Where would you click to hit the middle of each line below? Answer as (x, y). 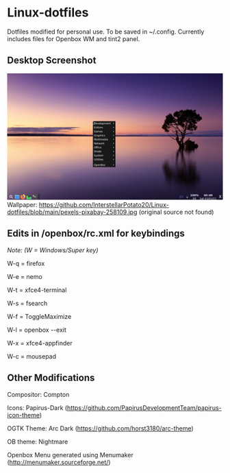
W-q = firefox (26, 263)
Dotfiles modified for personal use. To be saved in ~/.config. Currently (106, 32)
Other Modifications (51, 378)
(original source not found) (176, 212)
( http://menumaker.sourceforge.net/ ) (59, 462)
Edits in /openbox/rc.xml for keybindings (96, 233)
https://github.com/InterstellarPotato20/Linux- (104, 205)
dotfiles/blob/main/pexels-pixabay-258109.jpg (72, 212)
